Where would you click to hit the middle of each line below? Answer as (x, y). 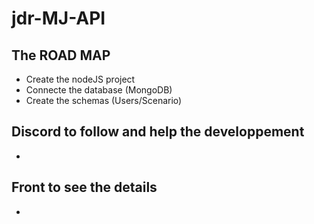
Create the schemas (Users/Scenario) (104, 100)
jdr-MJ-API (58, 18)
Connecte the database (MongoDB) (99, 90)
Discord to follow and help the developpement (158, 132)
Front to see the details (84, 187)
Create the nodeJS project (80, 79)
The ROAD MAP (61, 55)
